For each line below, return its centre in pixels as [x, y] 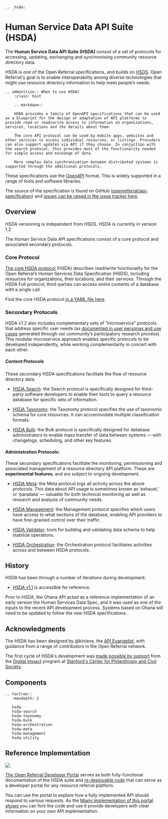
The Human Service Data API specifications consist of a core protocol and [82, 239]
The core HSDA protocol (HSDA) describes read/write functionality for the [81, 268]
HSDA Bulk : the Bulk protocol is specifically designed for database [81, 430]
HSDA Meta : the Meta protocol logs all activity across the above [78, 483]
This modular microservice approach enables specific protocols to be [77, 339]
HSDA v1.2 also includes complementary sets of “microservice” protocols [81, 323]
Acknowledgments [36, 629]
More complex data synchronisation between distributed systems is [86, 162]
